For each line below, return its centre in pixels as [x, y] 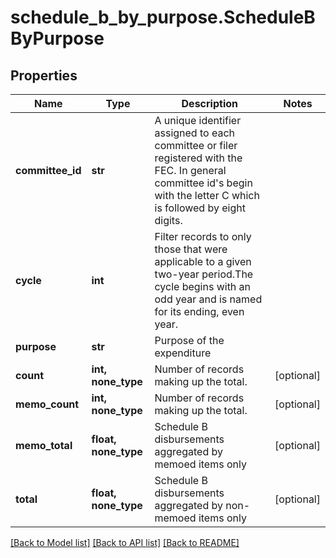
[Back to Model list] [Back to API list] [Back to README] [125, 542]
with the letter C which [207, 195]
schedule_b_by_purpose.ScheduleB [163, 17]
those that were [191, 249]
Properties [44, 75]
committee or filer [196, 145]
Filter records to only [203, 236]
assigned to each [194, 133]
